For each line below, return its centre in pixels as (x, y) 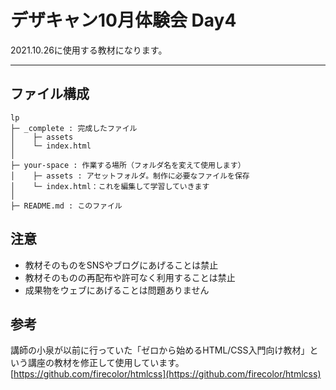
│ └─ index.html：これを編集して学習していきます (110, 186)
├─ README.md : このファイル (66, 206)
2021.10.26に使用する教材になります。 (89, 50)
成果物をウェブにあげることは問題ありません (117, 290)
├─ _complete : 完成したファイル (74, 128)
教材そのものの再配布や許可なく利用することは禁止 (130, 277)
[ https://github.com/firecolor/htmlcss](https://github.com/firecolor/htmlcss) (166, 374)
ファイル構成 (50, 94)
